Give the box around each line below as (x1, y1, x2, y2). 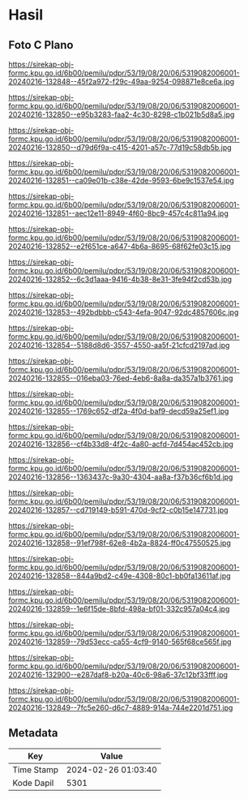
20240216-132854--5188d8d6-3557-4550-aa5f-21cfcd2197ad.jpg (8, 341, 230, 350)
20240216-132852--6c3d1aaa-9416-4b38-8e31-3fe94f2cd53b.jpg (8, 274, 233, 284)
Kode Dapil (12, 777, 54, 788)
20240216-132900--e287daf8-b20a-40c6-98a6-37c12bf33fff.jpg (8, 670, 229, 679)
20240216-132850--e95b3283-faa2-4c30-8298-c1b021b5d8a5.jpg (8, 110, 235, 119)
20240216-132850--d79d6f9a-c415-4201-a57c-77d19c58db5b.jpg (8, 143, 233, 152)
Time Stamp (12, 764, 59, 775)
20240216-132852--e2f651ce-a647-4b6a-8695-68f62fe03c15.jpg (8, 242, 231, 251)
